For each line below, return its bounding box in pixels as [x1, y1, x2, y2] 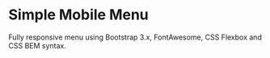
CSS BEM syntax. [8, 40, 67, 50]
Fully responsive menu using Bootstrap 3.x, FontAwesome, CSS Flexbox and [8, 32, 263, 42]
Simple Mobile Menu [8, 6, 150, 24]
